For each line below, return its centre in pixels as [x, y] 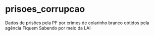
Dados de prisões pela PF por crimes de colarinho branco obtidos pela [77, 23]
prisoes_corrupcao [45, 9]
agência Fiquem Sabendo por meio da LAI [48, 28]
